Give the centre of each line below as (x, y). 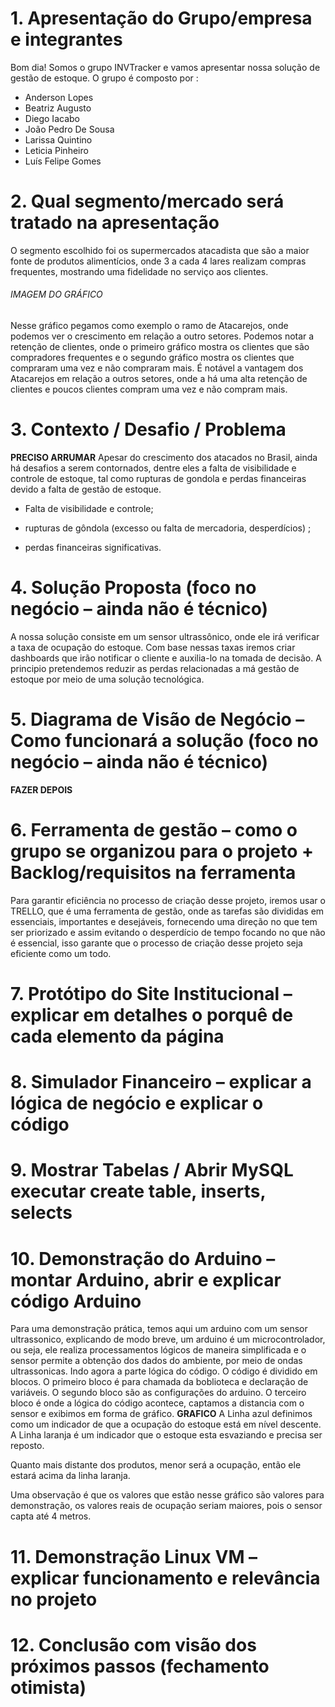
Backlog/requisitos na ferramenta (153, 873)
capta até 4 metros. (51, 1516)
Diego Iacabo (52, 118)
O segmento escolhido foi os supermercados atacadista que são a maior (160, 250)
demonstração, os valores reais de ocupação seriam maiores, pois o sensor (166, 1506)
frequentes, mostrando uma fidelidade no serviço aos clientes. (139, 271)
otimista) (48, 1687)
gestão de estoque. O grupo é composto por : (104, 78)
